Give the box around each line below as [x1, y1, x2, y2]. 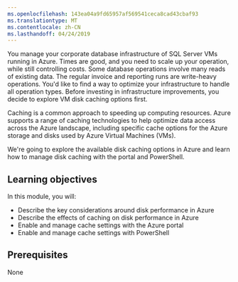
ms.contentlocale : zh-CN [7, 23, 81, 31]
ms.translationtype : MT [7, 17, 78, 24]
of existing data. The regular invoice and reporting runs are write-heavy [7, 72, 217, 81]
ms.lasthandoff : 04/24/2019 [7, 30, 91, 38]
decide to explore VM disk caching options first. [7, 95, 148, 104]
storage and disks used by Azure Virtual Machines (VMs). [7, 131, 176, 140]
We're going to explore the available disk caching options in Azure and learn [7, 145, 231, 153]
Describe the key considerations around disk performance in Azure [17, 206, 215, 215]
